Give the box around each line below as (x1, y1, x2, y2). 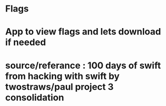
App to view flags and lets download (5, 26, 161, 38)
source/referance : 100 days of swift (5, 60, 161, 71)
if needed (5, 37, 47, 48)
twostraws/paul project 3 (5, 81, 114, 92)
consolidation (5, 91, 64, 103)
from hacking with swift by (5, 70, 120, 82)
